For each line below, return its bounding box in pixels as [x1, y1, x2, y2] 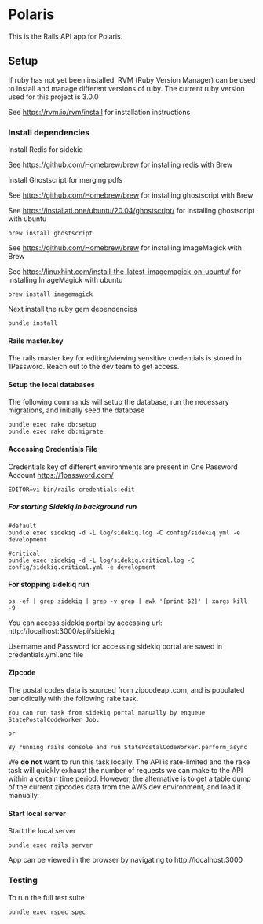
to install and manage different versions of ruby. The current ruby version [8, 83, 245, 93]
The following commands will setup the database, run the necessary [8, 397, 229, 407]
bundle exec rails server [8, 841, 93, 849]
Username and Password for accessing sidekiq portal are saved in [8, 641, 223, 651]
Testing [8, 875, 38, 886]
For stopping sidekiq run [8, 580, 90, 590]
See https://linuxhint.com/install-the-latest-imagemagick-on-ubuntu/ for [8, 267, 242, 276]
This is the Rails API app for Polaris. [8, 31, 123, 41]
